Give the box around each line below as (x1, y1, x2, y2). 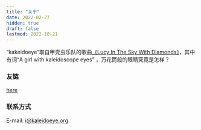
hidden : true (6, 20, 39, 26)
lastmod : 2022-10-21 (6, 31, 59, 37)
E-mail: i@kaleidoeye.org (6, 117, 68, 124)
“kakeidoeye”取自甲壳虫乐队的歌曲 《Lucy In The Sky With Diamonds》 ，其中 (6, 49, 195, 56)
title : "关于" (6, 8, 40, 15)
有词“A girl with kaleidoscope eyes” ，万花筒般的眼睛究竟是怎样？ (6, 56, 170, 63)
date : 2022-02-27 (6, 14, 50, 20)
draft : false (6, 25, 39, 32)
